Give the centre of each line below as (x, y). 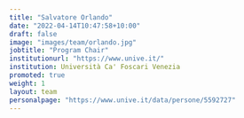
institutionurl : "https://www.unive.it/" (87, 59)
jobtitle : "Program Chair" (59, 51)
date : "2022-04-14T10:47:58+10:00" (75, 26)
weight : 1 (28, 83)
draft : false (33, 34)
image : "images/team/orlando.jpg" (73, 42)
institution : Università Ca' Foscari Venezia (94, 67)
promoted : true (37, 75)
